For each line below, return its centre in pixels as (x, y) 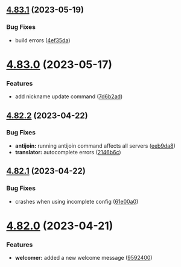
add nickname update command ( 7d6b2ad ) (69, 96)
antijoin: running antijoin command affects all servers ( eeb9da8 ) (95, 146)
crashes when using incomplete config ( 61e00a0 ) (77, 201)
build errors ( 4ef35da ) (43, 40)
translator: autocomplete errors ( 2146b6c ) (68, 152)
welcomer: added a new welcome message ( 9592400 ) (84, 258)
